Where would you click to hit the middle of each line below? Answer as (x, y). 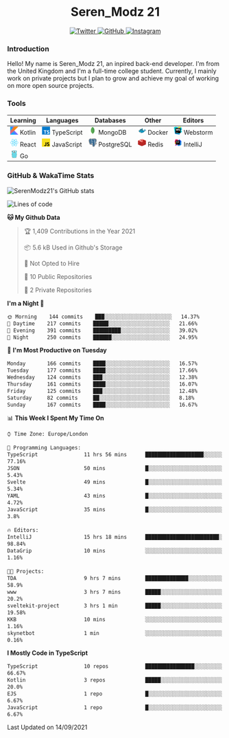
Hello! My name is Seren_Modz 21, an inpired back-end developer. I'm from (113, 64)
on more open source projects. (51, 86)
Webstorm (198, 133)
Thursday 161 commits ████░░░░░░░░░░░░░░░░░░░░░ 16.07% (102, 384)
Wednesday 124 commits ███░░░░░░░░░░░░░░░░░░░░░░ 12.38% (102, 377)
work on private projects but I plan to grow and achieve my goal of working (113, 78)
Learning (23, 120)
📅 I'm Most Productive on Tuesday (57, 350)
